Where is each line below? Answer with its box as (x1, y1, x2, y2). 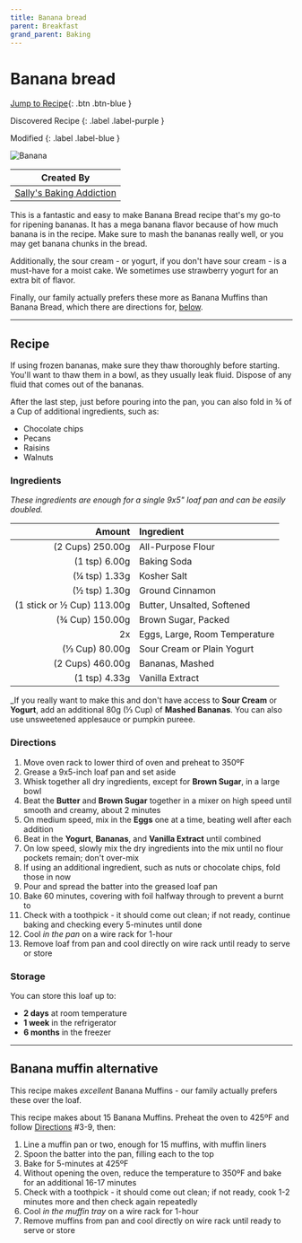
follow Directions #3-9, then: (10, 1121, 116, 1132)
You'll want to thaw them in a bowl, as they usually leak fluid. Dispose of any (10, 370, 292, 381)
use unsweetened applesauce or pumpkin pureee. (10, 714, 195, 725)
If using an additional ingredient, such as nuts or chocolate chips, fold (22, 862, 280, 872)
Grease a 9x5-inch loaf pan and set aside (22, 766, 177, 777)
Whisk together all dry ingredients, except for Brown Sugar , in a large (22, 775, 280, 786)
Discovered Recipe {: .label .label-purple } (10, 116, 165, 127)
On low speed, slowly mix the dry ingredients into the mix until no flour (22, 843, 284, 853)
